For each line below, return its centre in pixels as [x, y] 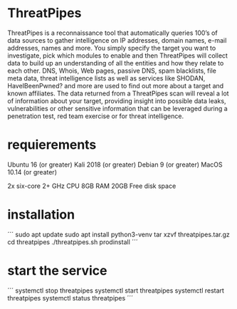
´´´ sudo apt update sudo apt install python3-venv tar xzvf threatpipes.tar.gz [118, 234]
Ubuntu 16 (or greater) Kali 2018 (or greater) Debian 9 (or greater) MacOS [115, 164]
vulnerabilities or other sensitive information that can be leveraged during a [117, 108]
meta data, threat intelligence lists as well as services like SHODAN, [106, 78]
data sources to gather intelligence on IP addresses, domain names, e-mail [117, 40]
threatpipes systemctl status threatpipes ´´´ [70, 298]
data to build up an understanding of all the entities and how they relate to [116, 63]
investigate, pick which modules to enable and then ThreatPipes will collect [117, 56]
